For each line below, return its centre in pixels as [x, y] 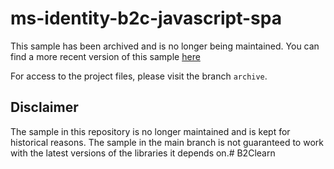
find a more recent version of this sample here [105, 56]
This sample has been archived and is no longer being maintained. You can [165, 46]
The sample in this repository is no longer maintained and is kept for [150, 131]
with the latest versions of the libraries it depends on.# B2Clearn [143, 153]
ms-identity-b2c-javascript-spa [146, 18]
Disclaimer [44, 107]
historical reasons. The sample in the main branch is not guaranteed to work [167, 142]
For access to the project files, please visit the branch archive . [139, 76]
